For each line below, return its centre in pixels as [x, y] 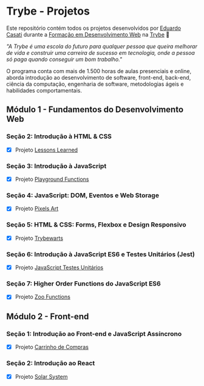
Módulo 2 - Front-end [48, 316]
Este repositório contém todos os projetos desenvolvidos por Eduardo [93, 28]
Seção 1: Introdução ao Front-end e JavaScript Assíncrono [94, 334]
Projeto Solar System [41, 376]
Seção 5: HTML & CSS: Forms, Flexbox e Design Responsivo [96, 225]
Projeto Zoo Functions [43, 297]
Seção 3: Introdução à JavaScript [56, 166]
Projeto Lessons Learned [46, 150]
